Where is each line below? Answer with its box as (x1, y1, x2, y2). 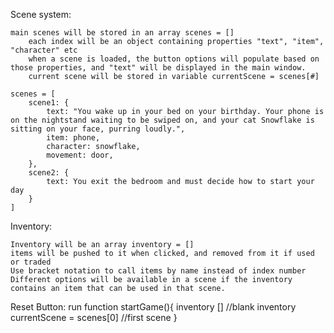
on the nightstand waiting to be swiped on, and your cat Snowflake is (10, 115, 315, 125)
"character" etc (10, 45, 78, 55)
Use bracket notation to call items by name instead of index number (10, 266, 307, 276)
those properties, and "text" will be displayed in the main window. (10, 63, 307, 73)
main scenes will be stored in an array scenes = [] (10, 28, 235, 38)
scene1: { (28, 98, 70, 108)
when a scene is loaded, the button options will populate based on (28, 54, 320, 64)
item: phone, (46, 133, 101, 143)
